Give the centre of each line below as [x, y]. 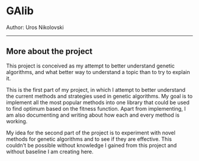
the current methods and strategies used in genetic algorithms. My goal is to [99, 96]
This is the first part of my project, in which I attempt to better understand [96, 89]
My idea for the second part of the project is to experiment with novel [91, 133]
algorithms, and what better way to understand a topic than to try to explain [98, 72]
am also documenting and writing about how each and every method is [93, 115]
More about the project [49, 51]
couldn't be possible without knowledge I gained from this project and [92, 145]
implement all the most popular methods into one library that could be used [98, 102]
